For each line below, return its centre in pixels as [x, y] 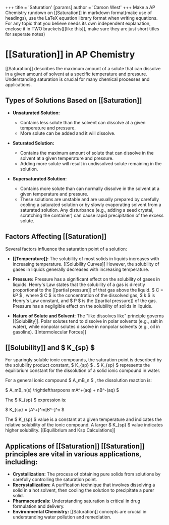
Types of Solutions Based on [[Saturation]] [74, 101]
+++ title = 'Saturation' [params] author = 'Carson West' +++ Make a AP [80, 7]
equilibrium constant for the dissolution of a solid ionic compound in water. [83, 370]
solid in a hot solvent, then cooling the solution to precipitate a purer [83, 490]
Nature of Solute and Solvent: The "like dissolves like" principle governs [88, 316]
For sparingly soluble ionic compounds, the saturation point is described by [84, 360]
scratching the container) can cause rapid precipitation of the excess [92, 215]
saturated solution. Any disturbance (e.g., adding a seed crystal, [87, 210]
